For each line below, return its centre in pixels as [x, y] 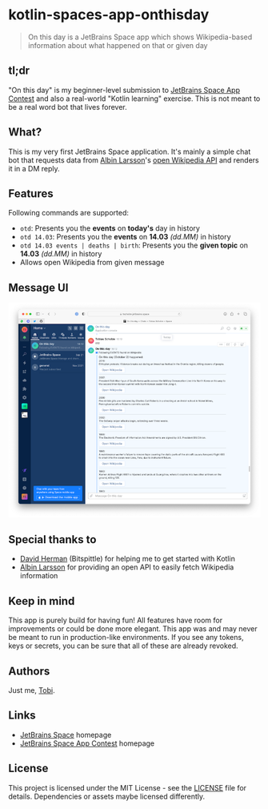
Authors [29, 671]
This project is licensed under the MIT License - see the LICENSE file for [127, 787]
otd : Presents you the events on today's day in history [110, 228]
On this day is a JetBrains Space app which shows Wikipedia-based [140, 37]
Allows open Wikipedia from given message [92, 263]
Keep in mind [42, 601]
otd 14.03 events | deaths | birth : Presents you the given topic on [134, 245]
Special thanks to [52, 539]
